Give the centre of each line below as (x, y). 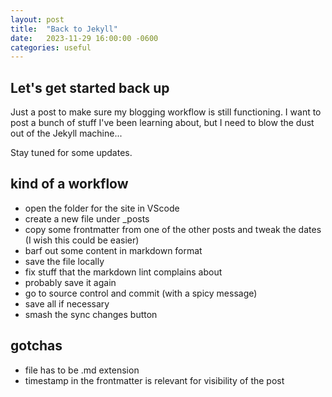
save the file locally (64, 261)
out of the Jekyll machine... (66, 133)
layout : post (37, 19)
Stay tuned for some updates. (71, 153)
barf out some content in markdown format (113, 250)
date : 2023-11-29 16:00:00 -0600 (84, 38)
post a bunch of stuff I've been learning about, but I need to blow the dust (162, 123)
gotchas (36, 346)
